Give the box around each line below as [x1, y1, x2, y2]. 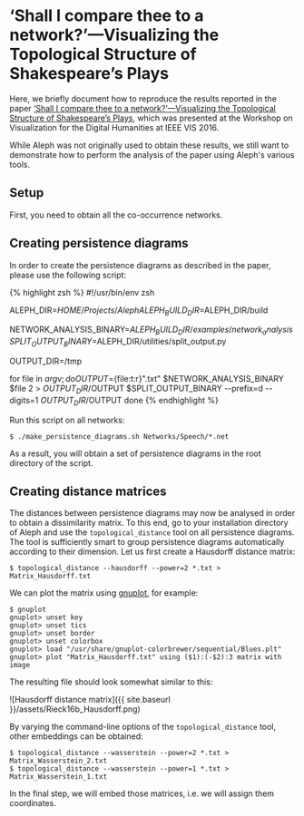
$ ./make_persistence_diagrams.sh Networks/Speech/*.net [9, 432, 230, 441]
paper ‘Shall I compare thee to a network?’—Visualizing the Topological [9, 102, 277, 113]
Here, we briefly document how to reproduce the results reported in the [9, 92, 277, 104]
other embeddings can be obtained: [9, 731, 143, 742]
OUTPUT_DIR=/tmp [9, 355, 83, 366]
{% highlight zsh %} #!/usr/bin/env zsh [9, 287, 155, 297]
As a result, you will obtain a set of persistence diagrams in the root [9, 448, 261, 459]
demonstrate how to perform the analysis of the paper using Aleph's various [9, 149, 295, 160]
